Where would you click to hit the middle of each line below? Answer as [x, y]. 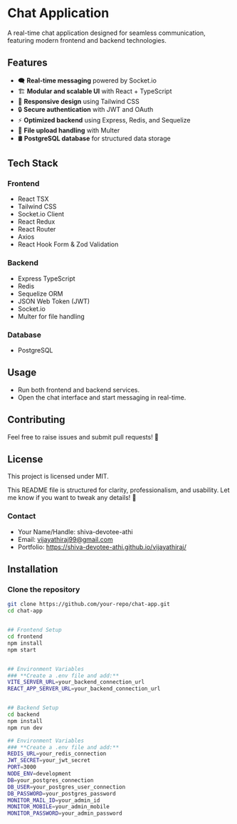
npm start [22, 650]
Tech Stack [33, 163]
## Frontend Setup [35, 630]
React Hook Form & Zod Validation [68, 244]
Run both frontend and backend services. [79, 390]
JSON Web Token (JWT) [54, 301]
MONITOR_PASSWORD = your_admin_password [65, 813]
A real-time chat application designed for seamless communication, [106, 33]
